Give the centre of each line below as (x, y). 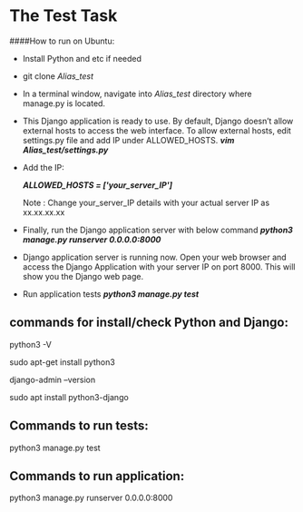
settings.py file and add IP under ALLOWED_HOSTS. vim (128, 140)
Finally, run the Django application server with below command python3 (157, 230)
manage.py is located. (64, 103)
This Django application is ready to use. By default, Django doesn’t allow (158, 121)
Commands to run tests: (79, 426)
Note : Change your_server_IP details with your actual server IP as (146, 202)
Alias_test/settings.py (65, 150)
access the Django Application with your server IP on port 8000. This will (159, 266)
